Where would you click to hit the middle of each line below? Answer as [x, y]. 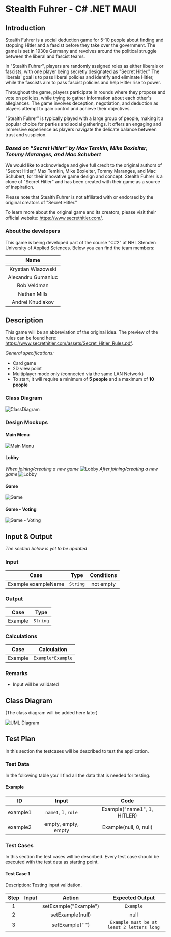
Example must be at [134, 922]
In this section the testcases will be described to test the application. [77, 751]
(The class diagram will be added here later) [51, 713]
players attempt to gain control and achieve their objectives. [68, 109]
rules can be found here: [31, 338]
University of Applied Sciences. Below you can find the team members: [80, 248]
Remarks [17, 674]
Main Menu [17, 435]
